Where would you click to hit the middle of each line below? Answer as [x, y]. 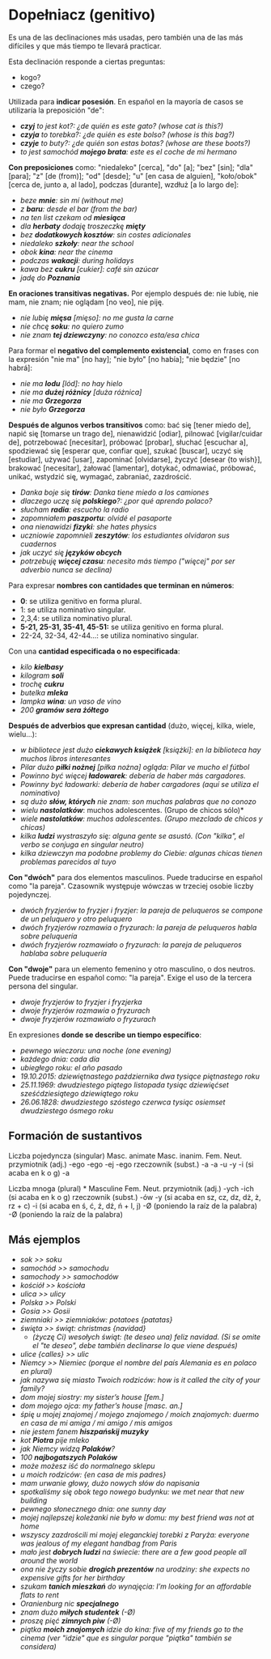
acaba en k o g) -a [39, 1172]
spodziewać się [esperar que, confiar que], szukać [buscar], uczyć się [126, 450]
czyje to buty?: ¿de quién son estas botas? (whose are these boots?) [135, 143]
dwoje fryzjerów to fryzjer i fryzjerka [81, 1002]
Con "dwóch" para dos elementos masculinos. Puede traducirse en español [135, 877]
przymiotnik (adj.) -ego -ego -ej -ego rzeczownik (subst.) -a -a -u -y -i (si [131, 1164]
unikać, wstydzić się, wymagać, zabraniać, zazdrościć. [100, 476]
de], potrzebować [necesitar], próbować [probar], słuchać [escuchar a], [128, 442]
